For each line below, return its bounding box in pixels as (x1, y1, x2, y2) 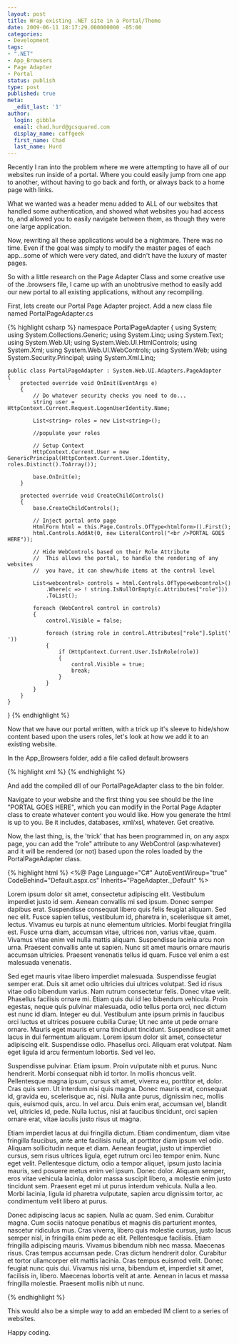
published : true (7, 90, 56, 97)
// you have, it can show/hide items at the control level (33, 567, 215, 575)
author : (7, 110, 31, 117)
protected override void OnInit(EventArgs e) (20, 380, 158, 387)
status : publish (7, 76, 56, 84)
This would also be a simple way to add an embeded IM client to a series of (7, 1307, 229, 1315)
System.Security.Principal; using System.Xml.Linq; (7, 353, 156, 362)
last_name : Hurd (14, 144, 62, 151)
